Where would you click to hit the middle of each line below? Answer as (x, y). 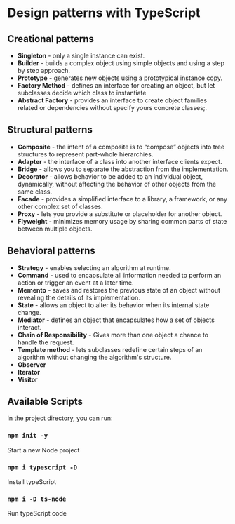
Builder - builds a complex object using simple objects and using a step (121, 63)
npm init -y (28, 436)
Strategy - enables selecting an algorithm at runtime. (94, 267)
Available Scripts (45, 402)
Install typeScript (32, 482)
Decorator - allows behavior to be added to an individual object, (110, 176)
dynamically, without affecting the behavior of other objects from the (117, 184)
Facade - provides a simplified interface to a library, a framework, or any (122, 199)
